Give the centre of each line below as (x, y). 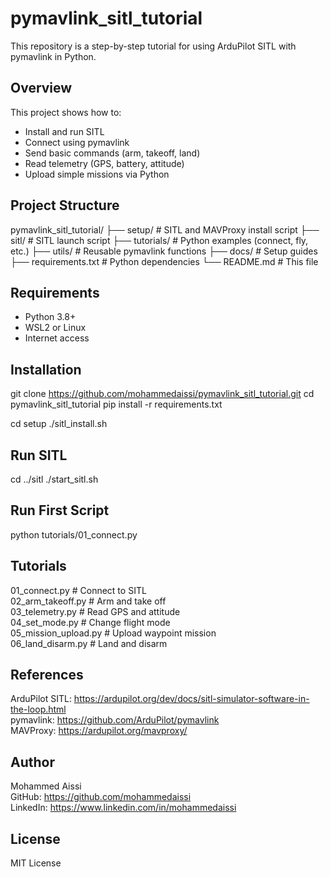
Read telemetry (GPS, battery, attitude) (104, 163)
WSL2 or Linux (55, 328)
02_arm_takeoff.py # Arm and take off (88, 601)
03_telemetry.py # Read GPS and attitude (95, 611)
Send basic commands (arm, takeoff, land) (112, 153)
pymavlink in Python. (53, 56)
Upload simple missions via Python (97, 174)
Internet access (57, 338)
